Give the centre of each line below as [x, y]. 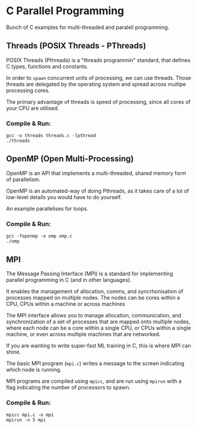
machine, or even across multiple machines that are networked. [83, 334]
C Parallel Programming [65, 11]
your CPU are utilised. [33, 108]
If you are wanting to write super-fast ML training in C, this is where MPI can [99, 345]
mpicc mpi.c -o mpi [30, 415]
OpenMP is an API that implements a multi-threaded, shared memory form [96, 173]
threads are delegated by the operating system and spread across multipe [96, 84]
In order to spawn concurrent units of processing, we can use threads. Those [99, 77]
